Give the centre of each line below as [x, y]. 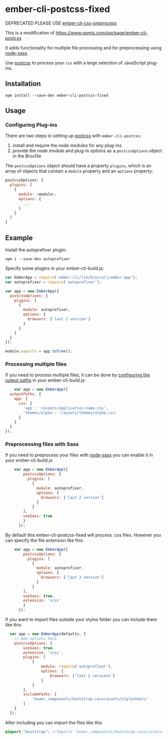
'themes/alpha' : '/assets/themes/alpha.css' [70, 413]
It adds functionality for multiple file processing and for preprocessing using [83, 48]
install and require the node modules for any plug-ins [67, 146]
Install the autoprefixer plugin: [36, 250]
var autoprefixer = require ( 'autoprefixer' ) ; [53, 282]
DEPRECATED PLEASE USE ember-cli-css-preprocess [61, 23]
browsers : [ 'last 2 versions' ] [82, 676]
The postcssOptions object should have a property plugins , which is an [78, 166]
